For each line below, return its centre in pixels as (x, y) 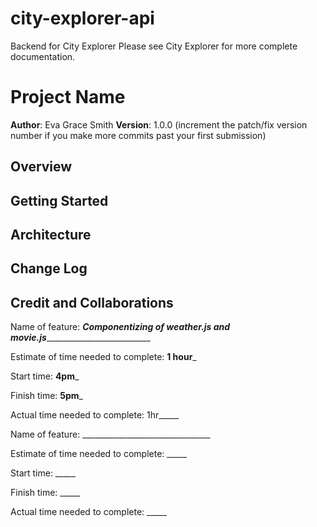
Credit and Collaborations (92, 302)
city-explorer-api (82, 18)
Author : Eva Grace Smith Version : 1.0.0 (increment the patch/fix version (159, 124)
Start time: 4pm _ (45, 376)
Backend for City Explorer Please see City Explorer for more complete (154, 46)
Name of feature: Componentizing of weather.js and (120, 327)
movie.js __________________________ (80, 338)
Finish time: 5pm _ (46, 396)
